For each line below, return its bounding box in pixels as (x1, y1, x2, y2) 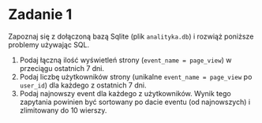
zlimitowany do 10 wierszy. (19, 105, 107, 115)
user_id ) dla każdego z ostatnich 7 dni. (19, 80, 147, 90)
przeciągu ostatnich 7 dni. (19, 63, 105, 73)
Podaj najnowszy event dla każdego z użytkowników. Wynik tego (19, 88, 231, 98)
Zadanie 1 (8, 6, 73, 24)
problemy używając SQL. (8, 39, 90, 49)
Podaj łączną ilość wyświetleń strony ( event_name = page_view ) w (19, 55, 232, 65)
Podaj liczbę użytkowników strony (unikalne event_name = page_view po (19, 72, 253, 81)
